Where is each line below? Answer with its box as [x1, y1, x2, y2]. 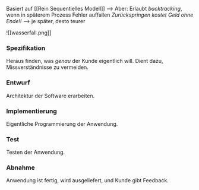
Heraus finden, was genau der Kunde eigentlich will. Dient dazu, [6, 58, 163, 65]
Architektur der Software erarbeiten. [6, 92, 95, 99]
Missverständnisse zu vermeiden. [6, 64, 89, 71]
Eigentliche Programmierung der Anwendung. [6, 120, 118, 127]
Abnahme [6, 163, 36, 172]
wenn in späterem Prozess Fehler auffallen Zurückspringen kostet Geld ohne [6, 11, 194, 18]
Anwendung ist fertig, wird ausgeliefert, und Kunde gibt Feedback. [6, 177, 169, 184]
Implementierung [6, 107, 58, 115]
